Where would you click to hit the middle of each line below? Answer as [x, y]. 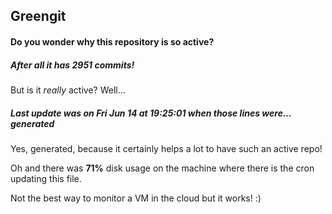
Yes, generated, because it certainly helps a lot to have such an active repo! [166, 148]
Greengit [38, 16]
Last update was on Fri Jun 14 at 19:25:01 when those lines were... [151, 113]
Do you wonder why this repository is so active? [112, 41]
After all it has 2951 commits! [72, 65]
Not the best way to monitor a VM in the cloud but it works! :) [136, 198]
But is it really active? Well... [68, 90]
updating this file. [46, 178]
